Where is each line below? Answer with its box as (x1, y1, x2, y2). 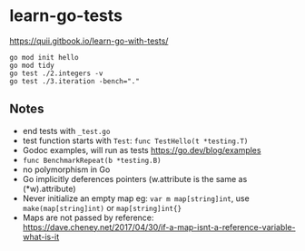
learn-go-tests (9, 5, 123, 26)
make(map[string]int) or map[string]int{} (22, 202, 182, 213)
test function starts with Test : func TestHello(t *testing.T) (22, 135, 249, 146)
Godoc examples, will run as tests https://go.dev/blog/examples (22, 144, 261, 155)
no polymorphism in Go (22, 164, 111, 175)
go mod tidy (9, 61, 54, 70)
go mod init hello (9, 53, 79, 62)
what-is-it (22, 231, 60, 242)
